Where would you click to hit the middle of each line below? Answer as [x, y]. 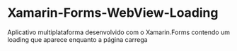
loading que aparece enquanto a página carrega [77, 39]
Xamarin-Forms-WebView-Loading [113, 13]
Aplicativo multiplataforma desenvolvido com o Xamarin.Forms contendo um [118, 32]
